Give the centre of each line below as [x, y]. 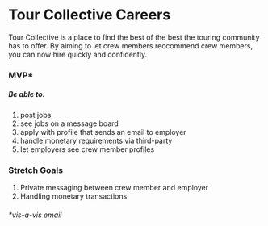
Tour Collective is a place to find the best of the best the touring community [134, 37]
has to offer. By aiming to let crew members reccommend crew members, [130, 45]
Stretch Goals [36, 169]
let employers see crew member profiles [87, 149]
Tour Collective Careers [90, 15]
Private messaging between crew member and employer [114, 188]
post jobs [36, 115]
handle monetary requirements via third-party [96, 140]
